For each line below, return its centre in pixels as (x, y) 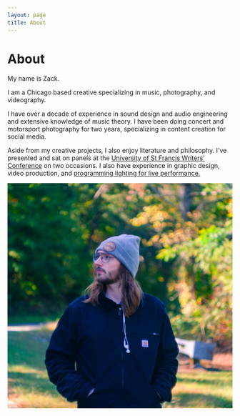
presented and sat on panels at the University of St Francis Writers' (106, 158)
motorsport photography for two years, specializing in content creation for (117, 129)
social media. (27, 137)
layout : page (27, 15)
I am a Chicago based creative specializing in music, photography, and (111, 92)
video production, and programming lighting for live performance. (104, 173)
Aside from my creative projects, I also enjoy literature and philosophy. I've (117, 151)
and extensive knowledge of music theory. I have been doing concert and (116, 122)
